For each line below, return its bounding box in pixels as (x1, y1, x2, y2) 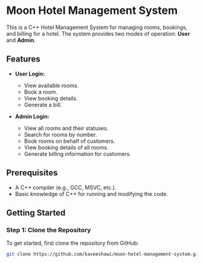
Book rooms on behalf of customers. (24, 137, 115, 144)
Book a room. (24, 88, 58, 96)
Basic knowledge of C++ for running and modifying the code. (14, 190, 168, 197)
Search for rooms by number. (24, 131, 97, 138)
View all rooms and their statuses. (24, 125, 109, 132)
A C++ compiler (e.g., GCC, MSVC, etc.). (14, 184, 117, 191)
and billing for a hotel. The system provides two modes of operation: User (6, 30, 190, 37)
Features (6, 54, 40, 64)
